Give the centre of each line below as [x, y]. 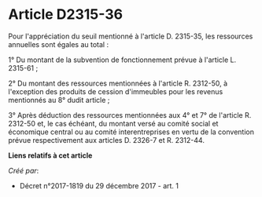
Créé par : [24, 170]
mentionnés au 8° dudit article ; [59, 100]
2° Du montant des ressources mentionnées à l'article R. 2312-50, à [118, 83]
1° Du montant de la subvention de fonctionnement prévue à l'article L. [122, 60]
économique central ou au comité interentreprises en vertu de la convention [131, 132]
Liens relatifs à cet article [50, 155]
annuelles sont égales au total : [58, 44]
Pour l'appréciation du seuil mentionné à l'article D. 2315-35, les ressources [131, 36]
